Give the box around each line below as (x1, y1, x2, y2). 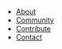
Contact (15, 32, 42, 42)
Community (15, 15, 54, 25)
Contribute (15, 24, 52, 33)
